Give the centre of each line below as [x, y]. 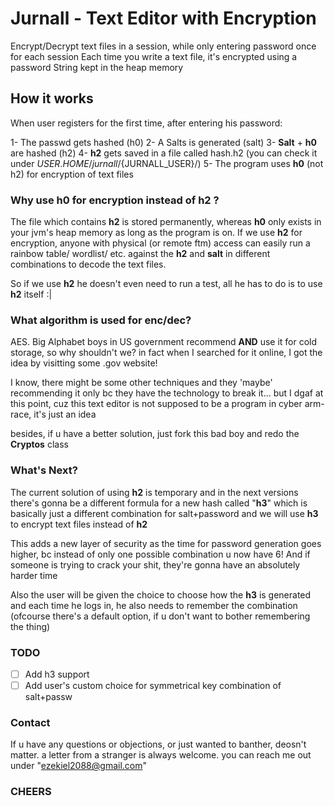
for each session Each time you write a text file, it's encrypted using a [154, 56]
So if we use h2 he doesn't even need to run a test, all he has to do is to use [166, 284]
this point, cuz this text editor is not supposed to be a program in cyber [156, 404]
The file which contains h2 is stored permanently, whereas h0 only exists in [166, 222]
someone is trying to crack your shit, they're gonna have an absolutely [155, 564]
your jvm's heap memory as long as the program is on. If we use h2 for [156, 233]
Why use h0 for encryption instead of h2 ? [115, 200]
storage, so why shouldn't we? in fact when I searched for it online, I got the [166, 353]
